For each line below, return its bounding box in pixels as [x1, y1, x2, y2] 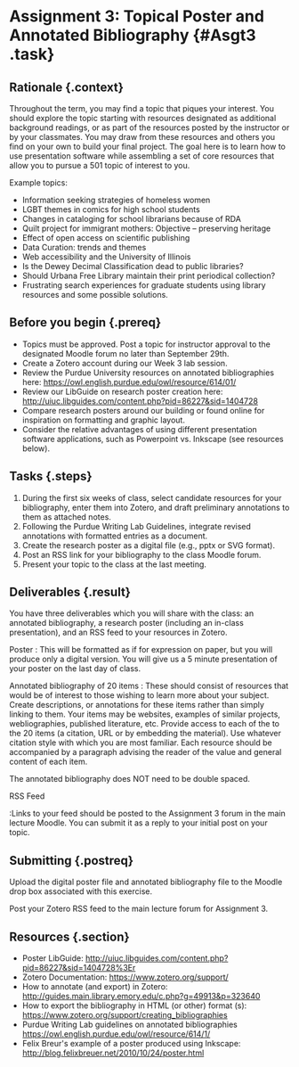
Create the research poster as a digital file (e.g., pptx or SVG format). [21, 539, 276, 550]
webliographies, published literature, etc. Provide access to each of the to [9, 718, 280, 729]
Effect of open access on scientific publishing [21, 233, 190, 242]
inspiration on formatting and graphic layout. [21, 414, 185, 425]
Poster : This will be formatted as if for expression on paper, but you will [9, 644, 273, 655]
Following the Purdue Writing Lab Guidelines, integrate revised [21, 521, 252, 531]
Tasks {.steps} [9, 469, 93, 484]
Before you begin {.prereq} [9, 315, 162, 331]
